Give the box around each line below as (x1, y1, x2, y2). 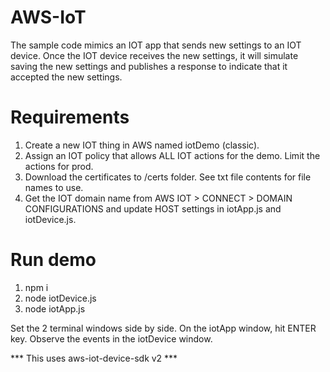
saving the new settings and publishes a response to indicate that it (10, 60, 288, 72)
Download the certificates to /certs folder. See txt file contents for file (24, 171, 312, 183)
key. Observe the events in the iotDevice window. (10, 332, 213, 345)
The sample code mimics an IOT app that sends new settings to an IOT (10, 39, 302, 51)
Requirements (10, 106, 130, 129)
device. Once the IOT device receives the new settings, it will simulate (10, 49, 299, 61)
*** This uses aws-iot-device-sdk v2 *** (10, 352, 178, 364)
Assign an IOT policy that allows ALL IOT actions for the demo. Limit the (24, 149, 321, 161)
